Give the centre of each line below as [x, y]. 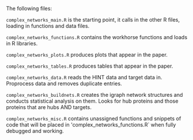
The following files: [29, 8]
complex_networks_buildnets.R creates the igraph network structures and [94, 95]
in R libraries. [22, 43]
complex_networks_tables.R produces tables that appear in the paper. [90, 66]
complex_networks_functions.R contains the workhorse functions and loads [97, 37]
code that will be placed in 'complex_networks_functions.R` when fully [91, 125]
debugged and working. [35, 131]
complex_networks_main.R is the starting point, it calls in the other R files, [93, 20]
